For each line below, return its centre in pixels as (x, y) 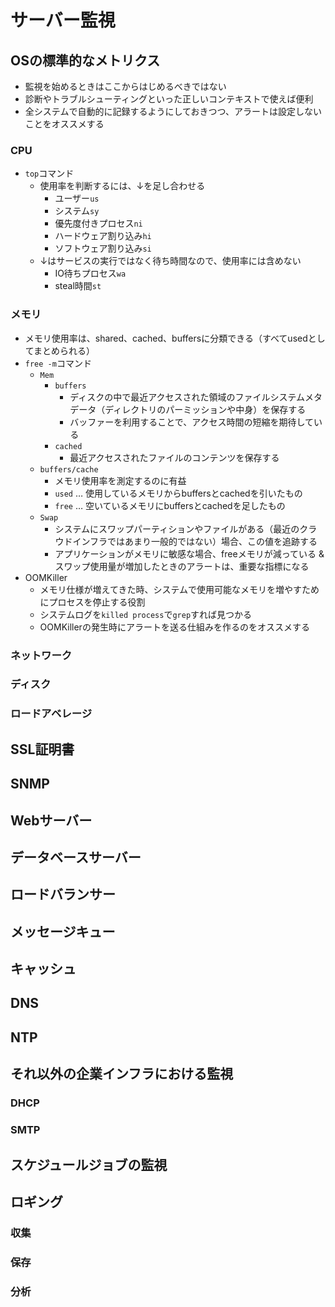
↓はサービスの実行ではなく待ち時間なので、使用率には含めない (170, 261)
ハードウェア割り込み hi (103, 236)
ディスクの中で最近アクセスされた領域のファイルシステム (187, 397)
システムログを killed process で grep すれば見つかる (146, 614)
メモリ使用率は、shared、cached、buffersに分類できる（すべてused (166, 338)
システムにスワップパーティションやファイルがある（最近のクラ (186, 528)
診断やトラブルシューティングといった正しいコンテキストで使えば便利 (169, 99)
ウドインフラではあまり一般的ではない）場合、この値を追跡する (186, 541)
